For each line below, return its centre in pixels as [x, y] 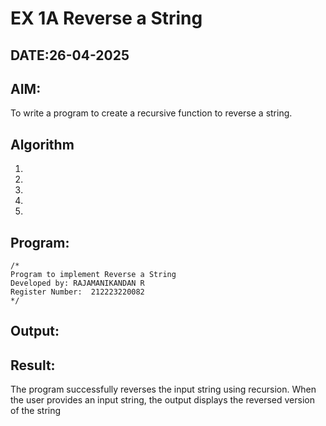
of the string [36, 411]
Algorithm [42, 144]
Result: [33, 365]
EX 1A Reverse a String [106, 18]
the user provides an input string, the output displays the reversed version [162, 400]
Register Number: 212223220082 [77, 292]
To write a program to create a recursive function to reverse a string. [151, 113]
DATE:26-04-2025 [70, 55]
